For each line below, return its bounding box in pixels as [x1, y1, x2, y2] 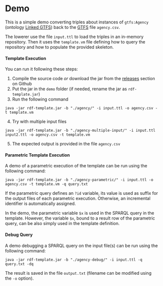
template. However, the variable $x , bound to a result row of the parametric [5, 215, 155, 221]
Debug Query [5, 231, 33, 237]
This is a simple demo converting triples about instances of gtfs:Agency [5, 19, 149, 25]
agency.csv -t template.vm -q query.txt [5, 182, 89, 187]
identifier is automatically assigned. [5, 201, 76, 206]
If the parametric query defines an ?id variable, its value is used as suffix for [5, 190, 158, 196]
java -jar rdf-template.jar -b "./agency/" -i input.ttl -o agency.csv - [5, 106, 158, 111]
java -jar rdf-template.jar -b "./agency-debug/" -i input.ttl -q [5, 257, 143, 262]
